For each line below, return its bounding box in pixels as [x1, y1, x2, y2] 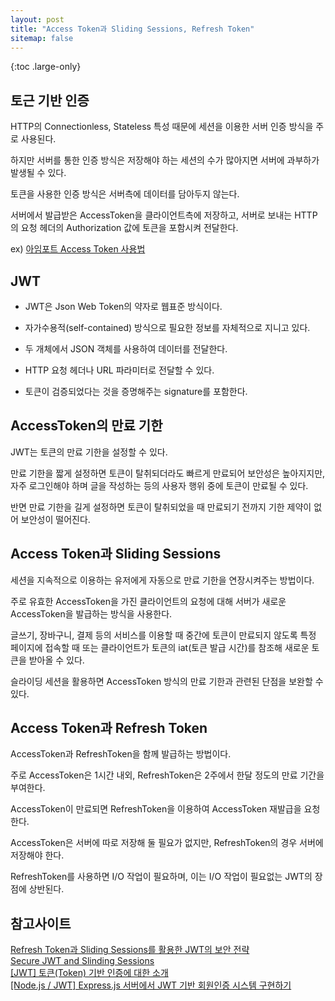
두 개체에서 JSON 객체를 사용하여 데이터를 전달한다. [24, 343, 228, 355]
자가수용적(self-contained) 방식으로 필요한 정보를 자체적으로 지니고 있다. [24, 322, 311, 333]
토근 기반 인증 [10, 92, 90, 109]
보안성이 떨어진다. [20, 513, 91, 525]
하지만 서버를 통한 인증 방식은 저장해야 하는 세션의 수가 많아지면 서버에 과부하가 [10, 154, 320, 166]
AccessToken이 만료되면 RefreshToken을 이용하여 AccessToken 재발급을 [10, 803, 302, 815]
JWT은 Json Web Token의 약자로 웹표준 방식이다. [24, 301, 223, 312]
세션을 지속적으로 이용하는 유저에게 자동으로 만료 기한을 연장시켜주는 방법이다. [10, 574, 315, 586]
